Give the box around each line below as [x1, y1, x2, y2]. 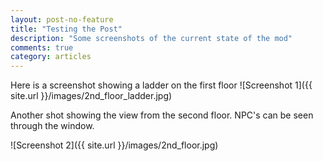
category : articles [10, 52, 92, 62]
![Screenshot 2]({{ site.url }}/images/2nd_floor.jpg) [10, 139, 219, 151]
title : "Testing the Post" [10, 24, 123, 34]
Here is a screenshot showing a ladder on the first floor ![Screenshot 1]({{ [10, 79, 313, 91]
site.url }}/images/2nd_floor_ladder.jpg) [10, 90, 173, 102]
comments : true [10, 42, 74, 53]
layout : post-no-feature [10, 14, 114, 25]
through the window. [10, 120, 95, 132]
